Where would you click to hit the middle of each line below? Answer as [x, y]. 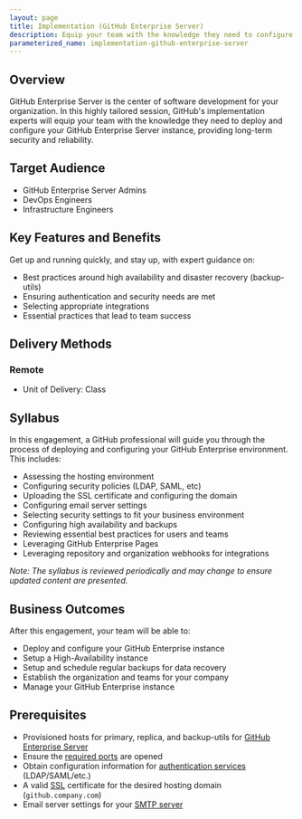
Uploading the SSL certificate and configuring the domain [130, 496]
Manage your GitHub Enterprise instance [98, 687]
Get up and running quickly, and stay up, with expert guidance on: [132, 260]
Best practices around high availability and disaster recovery [135, 277]
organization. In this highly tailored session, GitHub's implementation [137, 111]
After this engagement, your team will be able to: [100, 631]
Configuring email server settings [85, 505]
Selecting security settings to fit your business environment [133, 515]
